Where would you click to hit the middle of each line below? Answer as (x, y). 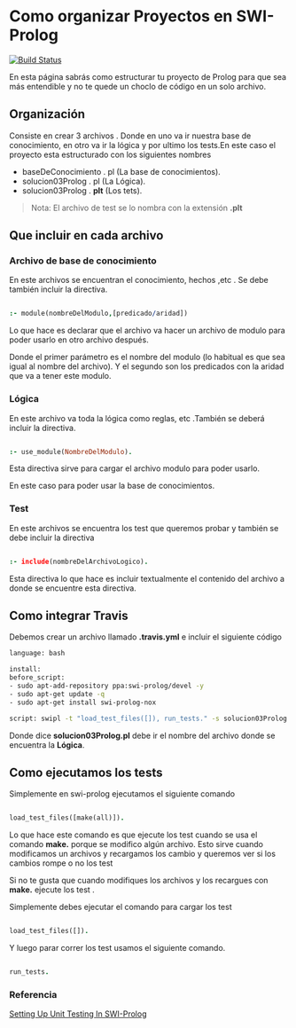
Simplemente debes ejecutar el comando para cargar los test (121, 907)
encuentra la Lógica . (47, 745)
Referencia (33, 994)
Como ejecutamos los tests (86, 772)
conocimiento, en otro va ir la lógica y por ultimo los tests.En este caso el (143, 145)
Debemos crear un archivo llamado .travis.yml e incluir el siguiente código (145, 637)
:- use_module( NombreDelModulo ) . (71, 451)
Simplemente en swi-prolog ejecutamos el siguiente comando (122, 794)
